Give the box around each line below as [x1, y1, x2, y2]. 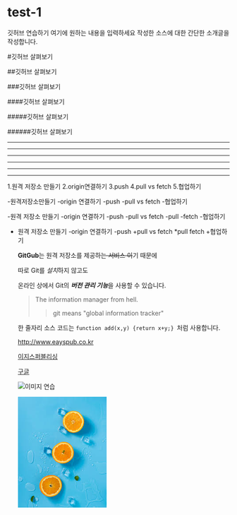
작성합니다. [7, 37, 38, 46]
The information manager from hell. [35, 295, 139, 304]
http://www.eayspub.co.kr [17, 337, 94, 346]
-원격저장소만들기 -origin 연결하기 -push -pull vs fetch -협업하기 [7, 197, 188, 206]
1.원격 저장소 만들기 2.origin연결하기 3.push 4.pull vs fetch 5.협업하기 [7, 182, 202, 191]
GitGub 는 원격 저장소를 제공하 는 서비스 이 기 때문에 [17, 251, 157, 259]
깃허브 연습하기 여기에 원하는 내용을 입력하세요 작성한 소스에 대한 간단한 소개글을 [7, 28, 230, 37]
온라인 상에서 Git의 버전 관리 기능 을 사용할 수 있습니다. [17, 280, 166, 290]
